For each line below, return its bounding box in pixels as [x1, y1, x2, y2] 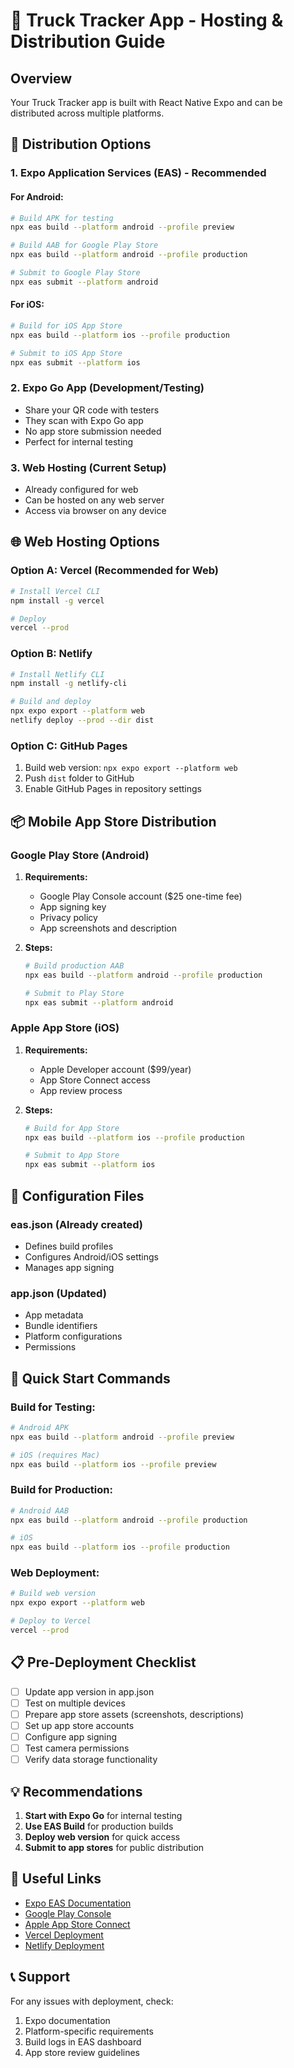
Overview [10, 70, 73, 87]
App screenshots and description [39, 922, 177, 934]
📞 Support [10, 1969, 71, 1986]
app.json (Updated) [10, 1286, 107, 1300]
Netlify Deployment [24, 1939, 105, 1951]
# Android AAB [10, 1505, 70, 1516]
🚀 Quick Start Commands [10, 1370, 171, 1387]
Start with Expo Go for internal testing [24, 1810, 183, 1822]
